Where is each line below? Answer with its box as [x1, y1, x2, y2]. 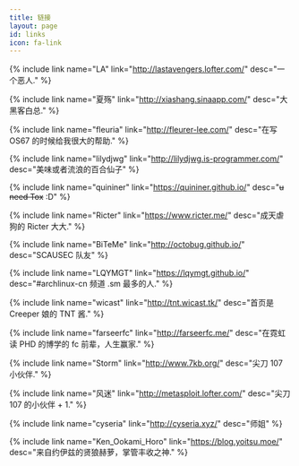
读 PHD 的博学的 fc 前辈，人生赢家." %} [9, 339, 155, 349]
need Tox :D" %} [9, 192, 72, 203]
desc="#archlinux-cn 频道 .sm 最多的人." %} [9, 279, 173, 289]
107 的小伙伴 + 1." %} [9, 400, 88, 410]
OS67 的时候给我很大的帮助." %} [9, 135, 130, 146]
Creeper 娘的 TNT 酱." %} [9, 308, 105, 319]
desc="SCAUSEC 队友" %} [9, 250, 109, 261]
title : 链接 [9, 13, 51, 22]
